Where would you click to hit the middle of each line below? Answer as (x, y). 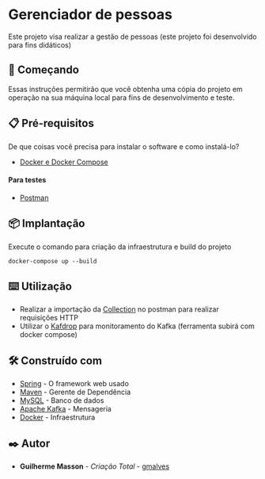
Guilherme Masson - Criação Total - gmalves (95, 466)
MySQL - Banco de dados (62, 400)
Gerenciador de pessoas (90, 15)
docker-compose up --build (53, 261)
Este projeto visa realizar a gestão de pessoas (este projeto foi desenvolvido (132, 36)
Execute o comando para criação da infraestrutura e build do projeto (120, 247)
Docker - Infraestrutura (57, 417)
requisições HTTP (49, 318)
